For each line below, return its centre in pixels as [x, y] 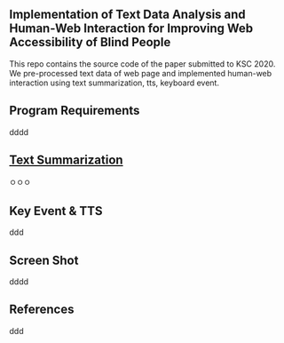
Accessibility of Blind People [90, 42]
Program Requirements [75, 111]
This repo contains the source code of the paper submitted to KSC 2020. [142, 64]
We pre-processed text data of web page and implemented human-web [141, 73]
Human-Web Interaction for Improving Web [131, 29]
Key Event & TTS [56, 211]
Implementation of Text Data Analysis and [127, 15]
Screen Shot [44, 260]
